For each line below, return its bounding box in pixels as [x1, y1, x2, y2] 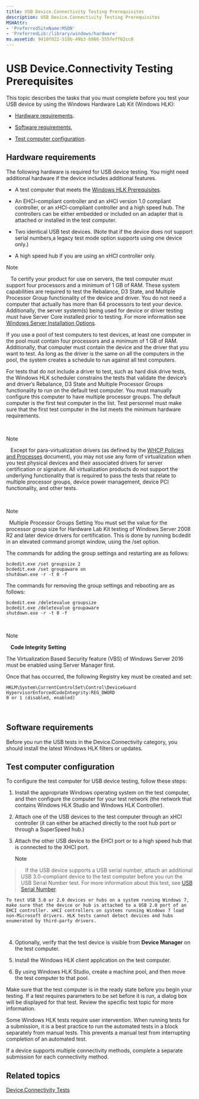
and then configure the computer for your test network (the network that [14, 795, 192, 803]
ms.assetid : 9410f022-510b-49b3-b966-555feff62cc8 [6, 36, 134, 42]
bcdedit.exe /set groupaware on [6, 566, 86, 572]
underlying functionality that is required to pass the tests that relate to [6, 472, 176, 479]
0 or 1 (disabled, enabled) [6, 695, 76, 701]
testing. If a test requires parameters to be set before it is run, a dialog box [6, 993, 188, 1000]
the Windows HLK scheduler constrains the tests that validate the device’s [6, 374, 187, 381]
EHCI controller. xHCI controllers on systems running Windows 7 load [6, 908, 184, 913]
